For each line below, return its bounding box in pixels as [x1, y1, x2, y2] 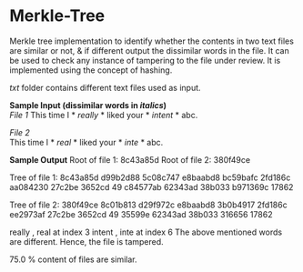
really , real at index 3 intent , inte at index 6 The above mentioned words [9, 227, 283, 237]
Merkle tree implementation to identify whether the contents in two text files [9, 35, 294, 46]
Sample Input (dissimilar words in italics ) [9, 99, 167, 110]
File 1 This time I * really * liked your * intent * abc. [9, 109, 198, 120]
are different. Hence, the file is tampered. [9, 236, 164, 247]
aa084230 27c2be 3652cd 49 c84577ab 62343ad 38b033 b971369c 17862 [9, 181, 294, 192]
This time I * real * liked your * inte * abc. [9, 136, 164, 147]
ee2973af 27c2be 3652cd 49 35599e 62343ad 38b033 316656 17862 [9, 208, 273, 219]
